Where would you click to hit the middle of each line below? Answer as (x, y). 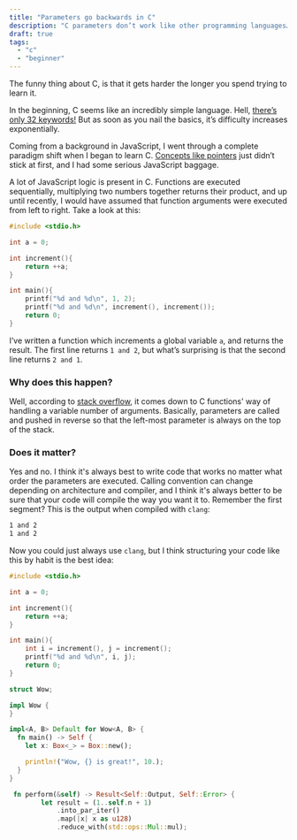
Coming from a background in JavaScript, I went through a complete (134, 146)
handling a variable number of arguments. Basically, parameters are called (145, 411)
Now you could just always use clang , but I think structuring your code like (145, 551)
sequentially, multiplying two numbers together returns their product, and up (148, 191)
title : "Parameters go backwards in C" (83, 17)
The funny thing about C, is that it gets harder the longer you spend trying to (148, 84)
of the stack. (32, 430)
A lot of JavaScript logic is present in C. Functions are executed (125, 182)
